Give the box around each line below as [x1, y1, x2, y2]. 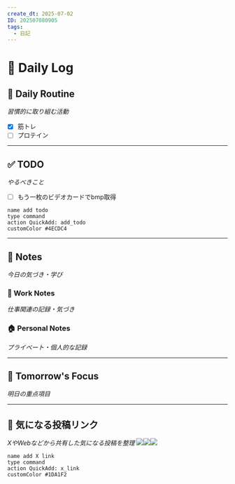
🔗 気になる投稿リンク [7, 419, 99, 431]
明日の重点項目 [7, 390, 50, 398]
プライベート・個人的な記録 [7, 343, 87, 351]
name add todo [7, 207, 49, 214]
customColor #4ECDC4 [7, 225, 68, 232]
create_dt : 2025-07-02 [7, 10, 73, 18]
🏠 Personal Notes [7, 323, 71, 333]
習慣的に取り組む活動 [7, 107, 69, 116]
